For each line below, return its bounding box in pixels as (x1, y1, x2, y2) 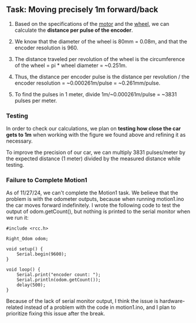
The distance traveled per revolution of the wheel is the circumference (14, 55, 185, 62)
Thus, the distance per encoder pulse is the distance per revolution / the (14, 73, 190, 80)
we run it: (6, 214, 29, 221)
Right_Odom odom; (6, 236, 49, 242)
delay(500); (16, 282, 46, 288)
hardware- (159, 298, 185, 305)
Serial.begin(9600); (16, 251, 67, 257)
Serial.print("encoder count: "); (16, 272, 101, 278)
